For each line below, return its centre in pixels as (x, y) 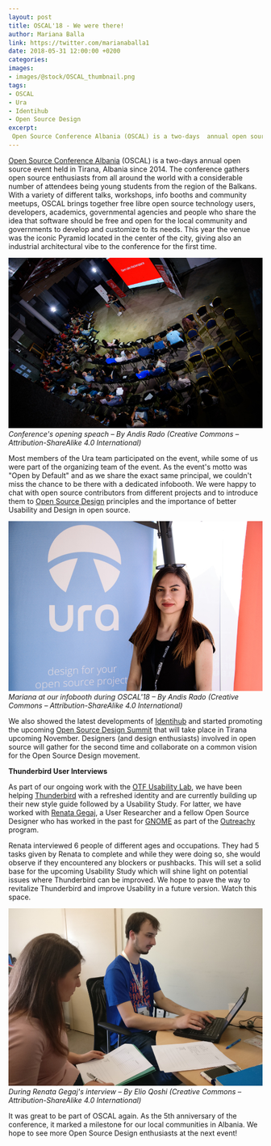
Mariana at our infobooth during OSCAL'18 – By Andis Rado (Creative (124, 697)
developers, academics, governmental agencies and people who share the (132, 212)
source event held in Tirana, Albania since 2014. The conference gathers (129, 169)
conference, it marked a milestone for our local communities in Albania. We (133, 1125)
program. (24, 830)
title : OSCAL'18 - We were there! (67, 25)
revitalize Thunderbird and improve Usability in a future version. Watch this (133, 889)
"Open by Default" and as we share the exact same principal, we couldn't (130, 475)
